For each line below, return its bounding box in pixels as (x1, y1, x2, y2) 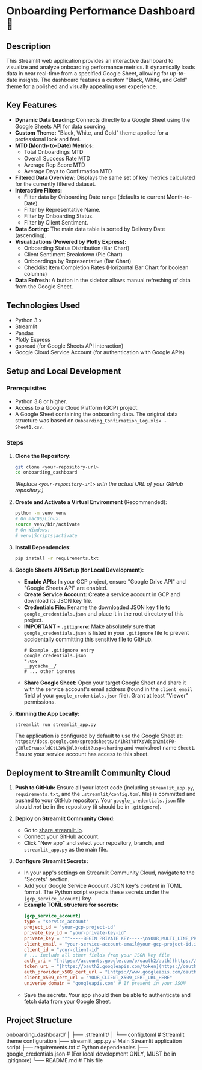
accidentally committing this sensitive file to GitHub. (23, 635, 153, 643)
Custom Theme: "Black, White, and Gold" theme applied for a (14, 129, 169, 136)
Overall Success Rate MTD (23, 154, 91, 162)
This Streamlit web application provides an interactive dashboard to (6, 57, 174, 64)
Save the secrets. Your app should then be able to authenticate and (23, 991, 191, 998)
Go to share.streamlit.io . (23, 827, 84, 834)
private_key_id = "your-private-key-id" (23, 929, 127, 936)
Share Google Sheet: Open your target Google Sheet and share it (23, 679, 186, 686)
